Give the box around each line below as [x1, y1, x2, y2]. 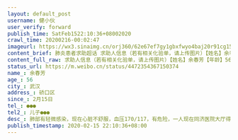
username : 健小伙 [7, 17, 55, 24]
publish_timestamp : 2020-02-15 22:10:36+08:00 [7, 122, 147, 129]
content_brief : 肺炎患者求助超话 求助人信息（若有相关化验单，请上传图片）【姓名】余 [7, 50, 230, 57]
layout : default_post [7, 10, 72, 18]
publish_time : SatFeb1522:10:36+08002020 [7, 30, 132, 37]
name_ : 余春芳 [7, 69, 46, 76]
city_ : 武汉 [7, 83, 40, 90]
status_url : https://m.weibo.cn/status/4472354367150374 [7, 63, 179, 70]
